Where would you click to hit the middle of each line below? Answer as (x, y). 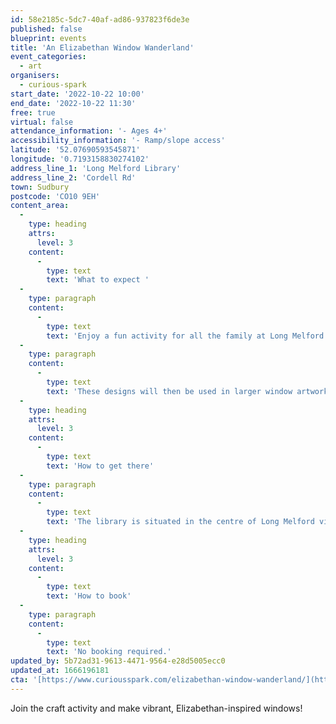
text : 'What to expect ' (98, 280)
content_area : (40, 206)
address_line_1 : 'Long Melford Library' (96, 168)
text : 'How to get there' (100, 466)
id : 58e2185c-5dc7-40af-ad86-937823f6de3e (100, 19)
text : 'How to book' (89, 596)
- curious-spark (53, 85)
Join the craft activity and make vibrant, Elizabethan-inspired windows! (156, 708)
